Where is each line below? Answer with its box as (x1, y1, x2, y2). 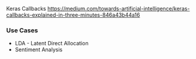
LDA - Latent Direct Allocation (14, 40, 89, 47)
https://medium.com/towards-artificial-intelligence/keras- (47, 5, 190, 12)
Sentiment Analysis (14, 46, 63, 53)
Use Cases (6, 26, 38, 35)
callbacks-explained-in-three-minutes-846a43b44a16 (6, 11, 140, 18)
